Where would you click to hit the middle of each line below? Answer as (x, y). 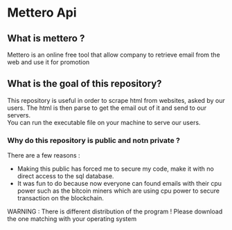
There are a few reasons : (44, 155)
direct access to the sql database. (65, 176)
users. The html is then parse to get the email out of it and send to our (107, 108)
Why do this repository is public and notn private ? (93, 140)
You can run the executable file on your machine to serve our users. (104, 122)
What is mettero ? (46, 38)
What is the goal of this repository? (84, 84)
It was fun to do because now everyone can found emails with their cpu (119, 184)
